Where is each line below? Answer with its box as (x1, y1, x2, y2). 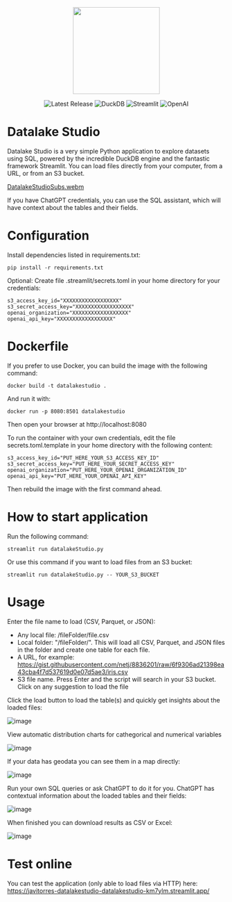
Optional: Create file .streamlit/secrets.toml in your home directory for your (7, 276, 220, 284)
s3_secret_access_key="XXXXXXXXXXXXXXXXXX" (7, 303, 135, 310)
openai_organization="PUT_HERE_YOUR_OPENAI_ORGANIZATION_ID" (7, 466, 188, 473)
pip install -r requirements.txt (7, 264, 104, 271)
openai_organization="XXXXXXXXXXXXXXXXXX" (7, 309, 132, 316)
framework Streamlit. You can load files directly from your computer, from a (7, 161, 223, 170)
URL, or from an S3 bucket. (7, 169, 85, 177)
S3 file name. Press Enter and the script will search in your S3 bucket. (17, 675, 217, 683)
